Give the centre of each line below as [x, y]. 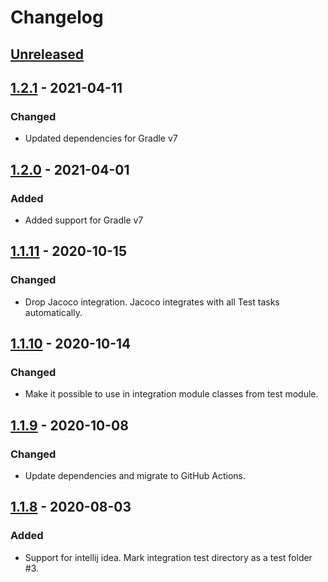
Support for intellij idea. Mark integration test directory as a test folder [168, 557]
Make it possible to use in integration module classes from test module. [171, 394]
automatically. [53, 312]
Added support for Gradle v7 [84, 220]
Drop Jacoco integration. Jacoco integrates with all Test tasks [152, 302]
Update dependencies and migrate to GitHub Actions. [135, 476]
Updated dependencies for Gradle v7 [101, 138]
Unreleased [47, 54]
